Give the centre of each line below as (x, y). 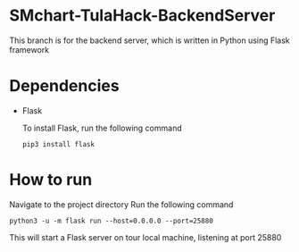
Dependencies (64, 86)
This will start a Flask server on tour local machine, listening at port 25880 (145, 237)
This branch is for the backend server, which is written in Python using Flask (149, 40)
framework (29, 49)
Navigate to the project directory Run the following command (121, 204)
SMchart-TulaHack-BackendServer (142, 16)
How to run (51, 180)
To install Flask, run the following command (102, 128)
